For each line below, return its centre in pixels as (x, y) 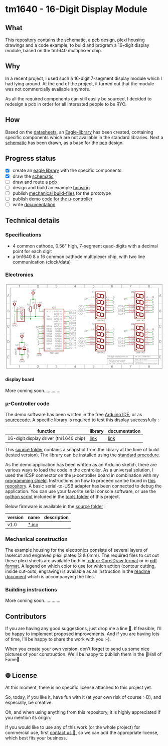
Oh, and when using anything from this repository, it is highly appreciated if (83, 712)
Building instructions (31, 589)
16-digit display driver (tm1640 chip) (46, 438)
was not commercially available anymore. (48, 89)
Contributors (26, 616)
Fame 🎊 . (13, 660)
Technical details (33, 221)
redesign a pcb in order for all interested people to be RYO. (66, 104)
